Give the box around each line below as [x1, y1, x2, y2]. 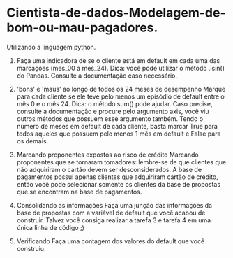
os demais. [16, 136, 49, 145]
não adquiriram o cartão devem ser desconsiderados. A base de [16, 165, 202, 173]
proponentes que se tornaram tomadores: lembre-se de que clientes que [16, 157, 227, 166]
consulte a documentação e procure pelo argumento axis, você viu [16, 107, 209, 115]
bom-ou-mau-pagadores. [6, 20, 158, 36]
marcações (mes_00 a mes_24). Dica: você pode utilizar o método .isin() [16, 64, 225, 72]
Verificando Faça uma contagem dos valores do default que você [16, 236, 205, 245]
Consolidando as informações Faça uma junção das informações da [16, 201, 213, 209]
